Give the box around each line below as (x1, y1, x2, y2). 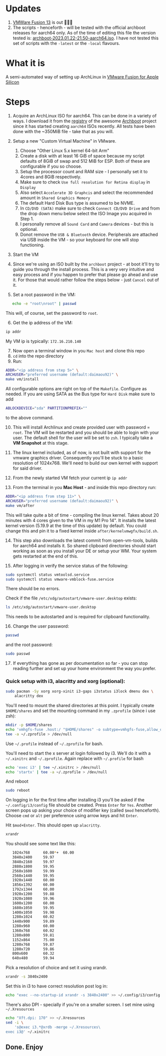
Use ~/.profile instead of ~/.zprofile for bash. (5, 741, 103, 747)
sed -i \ (5, 1020, 24, 1025)
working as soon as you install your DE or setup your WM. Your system (12, 548, 157, 554)
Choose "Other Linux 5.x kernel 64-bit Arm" (20, 148, 110, 153)
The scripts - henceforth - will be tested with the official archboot (12, 24, 146, 30)
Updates (5, 3, 41, 14)
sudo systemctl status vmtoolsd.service (5, 572, 90, 577)
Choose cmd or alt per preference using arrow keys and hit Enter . (5, 813, 138, 819)
